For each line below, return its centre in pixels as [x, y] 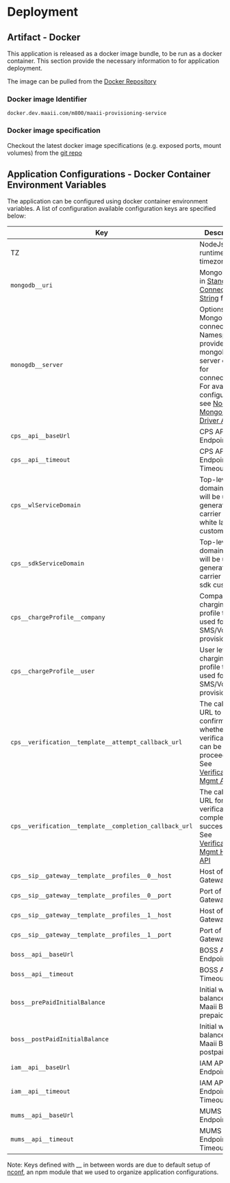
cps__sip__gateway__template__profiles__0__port [91, 895]
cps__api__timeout [40, 460]
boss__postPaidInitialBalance [60, 1039]
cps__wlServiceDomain [46, 505]
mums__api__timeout [42, 1140]
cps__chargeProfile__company [58, 618]
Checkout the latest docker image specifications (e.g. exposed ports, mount [114, 145]
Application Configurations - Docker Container [109, 174]
